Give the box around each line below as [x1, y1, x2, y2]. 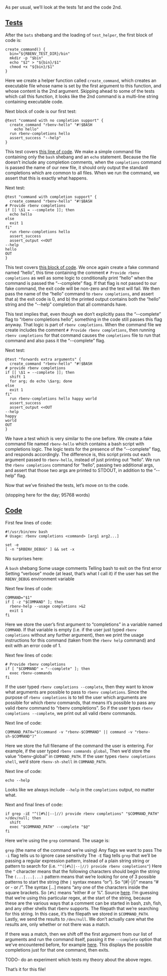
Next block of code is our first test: [5, 108, 77, 114]
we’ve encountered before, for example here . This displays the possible [5, 942, 153, 948]
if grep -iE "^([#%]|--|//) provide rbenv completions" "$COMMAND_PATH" [5, 811, 160, 816]
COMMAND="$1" [5, 595, 32, 600]
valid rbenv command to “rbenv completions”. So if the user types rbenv [5, 705, 153, 711]
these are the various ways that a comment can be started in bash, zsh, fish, [5, 900, 162, 906]
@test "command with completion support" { [5, 194, 97, 199]
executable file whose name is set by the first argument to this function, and [5, 82, 162, 89]
